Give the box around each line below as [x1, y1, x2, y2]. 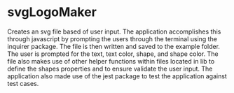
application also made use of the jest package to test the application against [7, 71, 228, 80]
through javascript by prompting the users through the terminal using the [7, 34, 217, 43]
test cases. [7, 79, 39, 87]
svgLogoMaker [7, 4, 97, 20]
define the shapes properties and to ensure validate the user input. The [7, 64, 213, 73]
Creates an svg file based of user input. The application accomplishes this [7, 27, 221, 36]
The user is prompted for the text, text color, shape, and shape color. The [7, 50, 219, 58]
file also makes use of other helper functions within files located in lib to [7, 57, 215, 65]
